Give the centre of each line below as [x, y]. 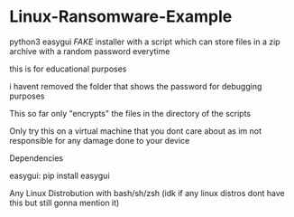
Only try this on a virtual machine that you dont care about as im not [136, 131]
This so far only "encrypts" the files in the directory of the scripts [130, 113]
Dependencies [37, 158]
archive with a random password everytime [90, 51]
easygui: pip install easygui [60, 175]
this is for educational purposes [68, 69]
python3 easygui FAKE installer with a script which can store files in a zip [145, 42]
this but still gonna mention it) [64, 203]
